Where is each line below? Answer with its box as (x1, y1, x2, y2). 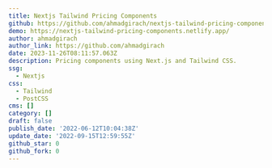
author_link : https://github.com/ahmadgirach (8, 42, 164, 50)
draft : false (8, 117, 53, 125)
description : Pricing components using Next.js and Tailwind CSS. (8, 57, 237, 65)
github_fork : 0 (8, 147, 60, 155)
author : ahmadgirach (8, 34, 79, 43)
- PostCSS (15, 94, 49, 103)
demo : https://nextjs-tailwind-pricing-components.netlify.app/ (8, 27, 230, 35)
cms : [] (8, 102, 35, 110)
